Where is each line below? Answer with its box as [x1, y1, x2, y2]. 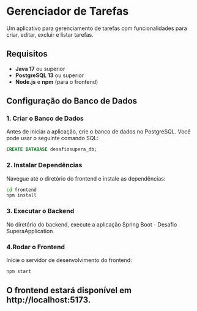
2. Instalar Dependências [6, 161, 83, 170]
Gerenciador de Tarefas [6, 4, 129, 18]
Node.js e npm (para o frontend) [15, 78, 98, 85]
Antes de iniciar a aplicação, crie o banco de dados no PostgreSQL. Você [6, 128, 191, 135]
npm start [6, 268, 32, 274]
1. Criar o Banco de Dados [6, 114, 84, 123]
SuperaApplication [6, 227, 53, 234]
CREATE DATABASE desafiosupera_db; [6, 146, 97, 152]
